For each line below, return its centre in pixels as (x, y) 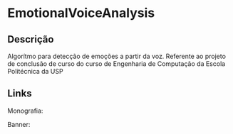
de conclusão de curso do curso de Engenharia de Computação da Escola (116, 64)
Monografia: (25, 111)
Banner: (19, 124)
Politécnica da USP (35, 71)
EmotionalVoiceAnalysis (81, 13)
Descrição (31, 39)
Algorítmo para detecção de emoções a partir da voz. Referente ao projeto (117, 56)
